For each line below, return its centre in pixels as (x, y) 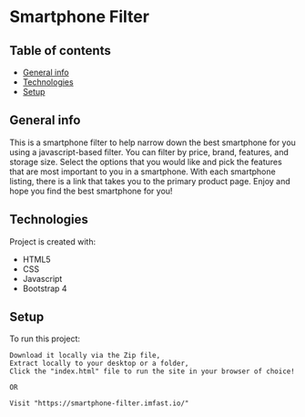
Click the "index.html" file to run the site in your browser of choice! (152, 371)
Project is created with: (53, 241)
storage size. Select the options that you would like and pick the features (146, 162)
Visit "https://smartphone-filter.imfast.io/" (99, 403)
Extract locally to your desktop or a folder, (99, 364)
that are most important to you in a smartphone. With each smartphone (142, 172)
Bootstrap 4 (45, 288)
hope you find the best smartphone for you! (91, 191)
